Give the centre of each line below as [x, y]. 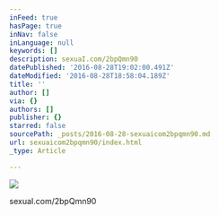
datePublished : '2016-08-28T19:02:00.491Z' [92, 68]
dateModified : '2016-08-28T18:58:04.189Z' [90, 76]
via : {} [24, 101]
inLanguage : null [42, 43]
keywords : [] [34, 51]
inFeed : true [34, 17]
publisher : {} [36, 117]
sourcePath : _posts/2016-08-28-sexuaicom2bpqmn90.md [110, 134]
